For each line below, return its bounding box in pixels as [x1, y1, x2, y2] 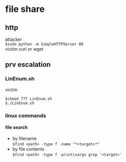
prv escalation [5, 61, 51, 69]
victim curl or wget [5, 46, 44, 52]
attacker [5, 36, 22, 42]
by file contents [12, 146, 45, 152]
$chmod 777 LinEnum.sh [5, 96, 52, 101]
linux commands [5, 112, 46, 119]
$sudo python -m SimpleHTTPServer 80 [5, 42, 84, 47]
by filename [12, 135, 37, 141]
